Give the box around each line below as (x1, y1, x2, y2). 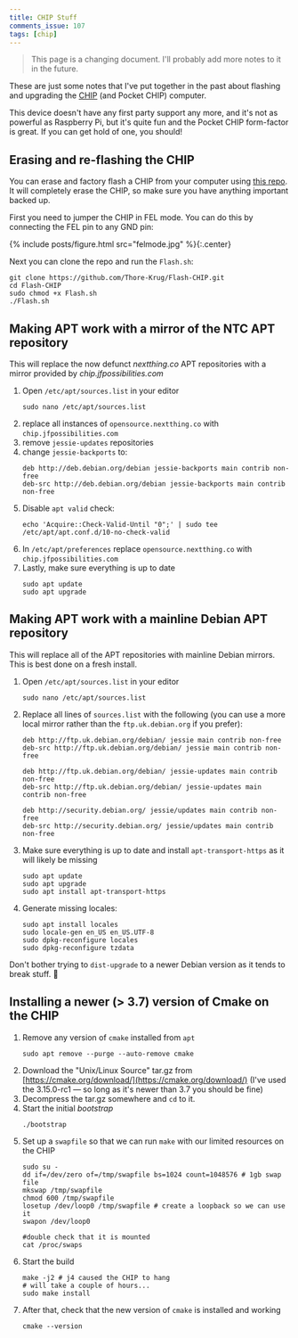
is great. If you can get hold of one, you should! (9, 127, 183, 137)
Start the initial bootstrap (21, 1103, 114, 1113)
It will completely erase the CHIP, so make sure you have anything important (9, 185, 289, 196)
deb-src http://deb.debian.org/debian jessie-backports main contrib (21, 480, 286, 488)
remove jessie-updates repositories (21, 438, 154, 447)
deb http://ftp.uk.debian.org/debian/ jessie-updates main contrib (21, 767, 278, 776)
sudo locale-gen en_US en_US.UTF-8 (21, 928, 155, 937)
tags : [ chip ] (9, 29, 58, 38)
